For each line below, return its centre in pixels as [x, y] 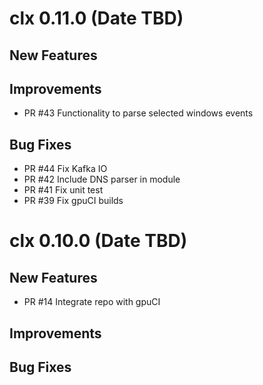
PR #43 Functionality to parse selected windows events [138, 113]
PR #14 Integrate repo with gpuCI [92, 302]
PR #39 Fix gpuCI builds [73, 201]
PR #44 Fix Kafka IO [65, 169]
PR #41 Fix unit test [63, 190]
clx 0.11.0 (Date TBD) [96, 18]
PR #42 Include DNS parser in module [102, 179]
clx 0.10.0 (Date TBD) [98, 241]
